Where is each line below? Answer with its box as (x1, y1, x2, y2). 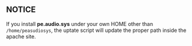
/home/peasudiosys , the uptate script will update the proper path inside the (6, 27, 187, 34)
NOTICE (6, 5, 36, 15)
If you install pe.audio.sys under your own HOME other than (6, 20, 154, 27)
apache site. (6, 32, 37, 40)
